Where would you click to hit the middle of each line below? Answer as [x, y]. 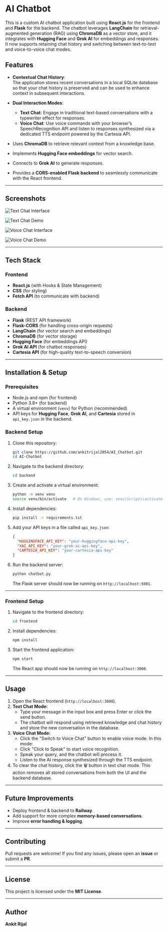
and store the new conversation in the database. [70, 727]
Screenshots [25, 199]
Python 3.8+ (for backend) [40, 403]
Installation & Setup [36, 372]
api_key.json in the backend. [42, 419]
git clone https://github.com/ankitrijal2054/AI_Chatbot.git [77, 452]
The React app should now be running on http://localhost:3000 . [80, 668]
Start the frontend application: [43, 650]
